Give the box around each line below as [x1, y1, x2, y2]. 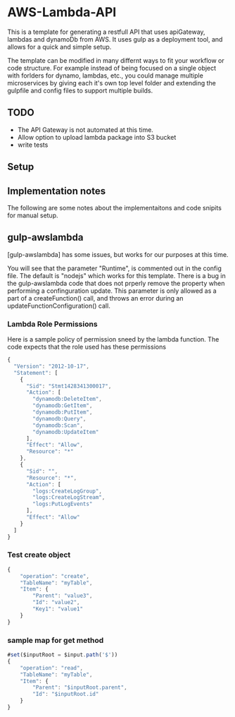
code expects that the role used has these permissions [7, 343, 167, 351]
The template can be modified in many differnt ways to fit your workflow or [7, 56, 224, 64]
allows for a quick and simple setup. [7, 42, 112, 51]
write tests [17, 140, 49, 149]
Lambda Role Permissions [7, 319, 98, 329]
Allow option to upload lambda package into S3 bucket [17, 133, 177, 141]
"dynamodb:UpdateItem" [32, 428, 99, 435]
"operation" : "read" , [20, 664, 83, 671]
